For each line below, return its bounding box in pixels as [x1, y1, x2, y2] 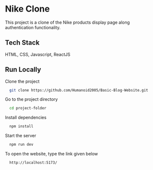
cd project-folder [9, 106, 47, 111]
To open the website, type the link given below [5, 151, 98, 157]
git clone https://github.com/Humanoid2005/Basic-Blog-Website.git [9, 88, 149, 93]
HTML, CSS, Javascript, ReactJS [5, 51, 71, 57]
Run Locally [5, 65, 41, 74]
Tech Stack [5, 39, 40, 47]
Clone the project [5, 78, 40, 84]
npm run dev [9, 142, 34, 147]
